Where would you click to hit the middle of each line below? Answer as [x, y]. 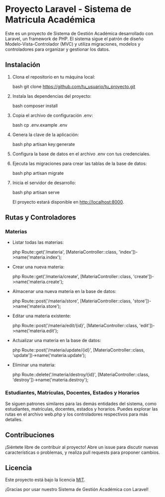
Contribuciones [30, 435]
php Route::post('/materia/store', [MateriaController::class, [72, 301]
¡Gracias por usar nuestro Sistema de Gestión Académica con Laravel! [77, 490]
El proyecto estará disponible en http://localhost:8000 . [68, 202]
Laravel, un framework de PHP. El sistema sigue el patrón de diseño [75, 39]
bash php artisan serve [36, 192]
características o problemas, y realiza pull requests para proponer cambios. [82, 452]
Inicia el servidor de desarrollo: [44, 183]
